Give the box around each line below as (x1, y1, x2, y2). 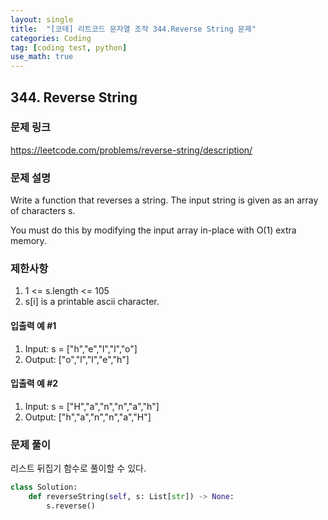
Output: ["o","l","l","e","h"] (24, 353, 130, 365)
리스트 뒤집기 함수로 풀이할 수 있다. (10, 462, 147, 475)
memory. (10, 235, 47, 247)
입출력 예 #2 (10, 377, 59, 390)
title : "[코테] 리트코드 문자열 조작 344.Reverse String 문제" (10, 24, 257, 34)
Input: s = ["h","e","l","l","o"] (24, 342, 138, 355)
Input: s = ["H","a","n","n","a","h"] (24, 400, 160, 412)
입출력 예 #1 (10, 320, 57, 331)
